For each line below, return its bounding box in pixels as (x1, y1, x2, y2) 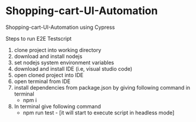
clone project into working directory (14, 46, 102, 54)
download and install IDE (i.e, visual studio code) (14, 65, 133, 72)
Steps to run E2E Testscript (5, 35, 72, 42)
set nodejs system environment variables (14, 59, 115, 66)
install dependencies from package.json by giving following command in (14, 84, 190, 91)
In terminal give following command (14, 103, 102, 110)
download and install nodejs (14, 52, 83, 60)
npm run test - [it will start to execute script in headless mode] (22, 109, 175, 116)
